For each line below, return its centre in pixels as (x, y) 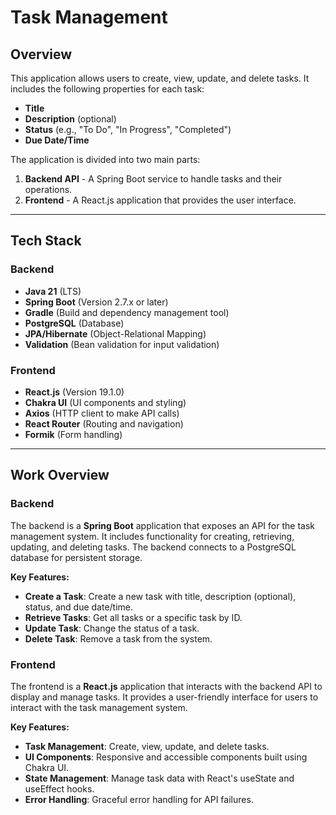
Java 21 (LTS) (53, 291)
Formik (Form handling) (73, 434)
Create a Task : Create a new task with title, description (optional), (160, 596)
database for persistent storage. (76, 557)
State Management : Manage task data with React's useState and (159, 778)
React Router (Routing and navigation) (104, 423)
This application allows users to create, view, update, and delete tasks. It (160, 78)
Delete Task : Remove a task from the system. (118, 638)
